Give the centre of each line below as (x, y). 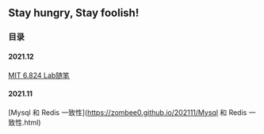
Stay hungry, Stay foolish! (74, 13)
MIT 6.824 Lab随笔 (39, 75)
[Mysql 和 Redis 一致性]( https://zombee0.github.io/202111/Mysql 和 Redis (128, 112)
